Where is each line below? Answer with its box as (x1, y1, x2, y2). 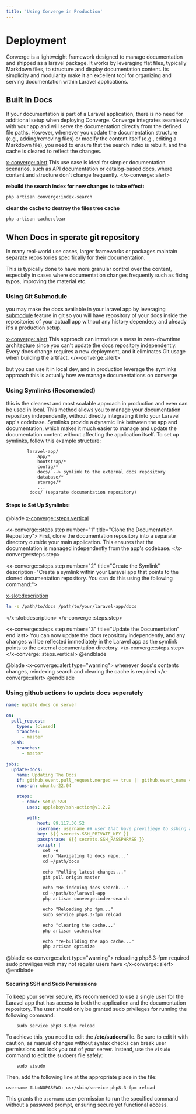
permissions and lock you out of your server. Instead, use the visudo (6, 1046, 170, 1053)
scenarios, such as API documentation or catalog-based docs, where (6, 165, 173, 173)
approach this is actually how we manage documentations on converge (6, 372, 178, 379)
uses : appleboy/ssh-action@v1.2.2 (27, 804, 111, 810)
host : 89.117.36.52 (37, 820, 85, 826)
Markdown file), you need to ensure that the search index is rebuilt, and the (6, 142, 187, 149)
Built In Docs (6, 95, 53, 105)
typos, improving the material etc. (6, 277, 87, 284)
